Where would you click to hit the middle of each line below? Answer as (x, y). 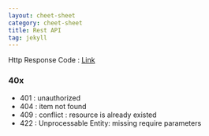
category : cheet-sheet (45, 23)
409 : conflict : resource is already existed (88, 115)
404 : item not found (53, 106)
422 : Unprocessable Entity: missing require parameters (110, 123)
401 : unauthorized (50, 98)
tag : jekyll (28, 38)
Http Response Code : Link (52, 60)
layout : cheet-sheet (42, 15)
